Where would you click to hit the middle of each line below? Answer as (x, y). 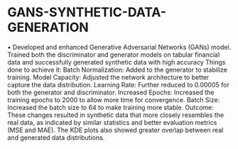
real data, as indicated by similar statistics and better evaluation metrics (112, 122)
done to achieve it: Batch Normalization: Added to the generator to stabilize (118, 70)
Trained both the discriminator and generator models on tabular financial (114, 55)
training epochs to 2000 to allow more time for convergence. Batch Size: (114, 99)
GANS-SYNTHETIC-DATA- (87, 12)
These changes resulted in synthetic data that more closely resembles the (116, 115)
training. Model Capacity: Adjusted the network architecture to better (108, 77)
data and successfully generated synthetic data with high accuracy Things (117, 62)
